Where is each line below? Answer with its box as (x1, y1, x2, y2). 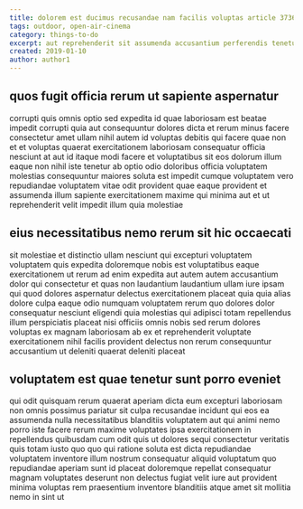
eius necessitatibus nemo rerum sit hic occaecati (9, 225, 291, 240)
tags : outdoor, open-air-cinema (9, 22, 131, 31)
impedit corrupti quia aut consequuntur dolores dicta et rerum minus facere (9, 122, 290, 133)
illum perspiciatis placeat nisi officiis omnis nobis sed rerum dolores (9, 316, 262, 327)
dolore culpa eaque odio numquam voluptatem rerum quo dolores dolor (9, 297, 275, 308)
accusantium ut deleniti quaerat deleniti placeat (9, 345, 186, 356)
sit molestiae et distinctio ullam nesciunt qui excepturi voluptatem (9, 250, 252, 260)
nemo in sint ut (9, 492, 65, 503)
